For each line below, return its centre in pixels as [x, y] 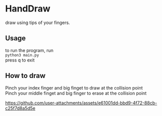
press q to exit [20, 60]
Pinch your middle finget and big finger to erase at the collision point [76, 93]
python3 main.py [22, 55]
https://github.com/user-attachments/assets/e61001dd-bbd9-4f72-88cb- [81, 102]
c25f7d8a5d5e [20, 108]
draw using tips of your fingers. [38, 22]
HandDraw [28, 9]
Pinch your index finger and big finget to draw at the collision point [74, 87]
